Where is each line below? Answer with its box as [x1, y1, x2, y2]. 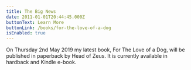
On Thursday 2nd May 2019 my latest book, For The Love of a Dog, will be [6, 46, 186, 53]
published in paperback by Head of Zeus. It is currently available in [6, 52, 168, 60]
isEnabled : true [6, 30, 46, 36]
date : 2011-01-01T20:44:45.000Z [6, 14, 85, 20]
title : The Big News [6, 8, 57, 15]
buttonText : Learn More [6, 19, 64, 25]
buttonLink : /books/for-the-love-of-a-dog [6, 24, 111, 31]
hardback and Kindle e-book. [6, 59, 77, 66]
